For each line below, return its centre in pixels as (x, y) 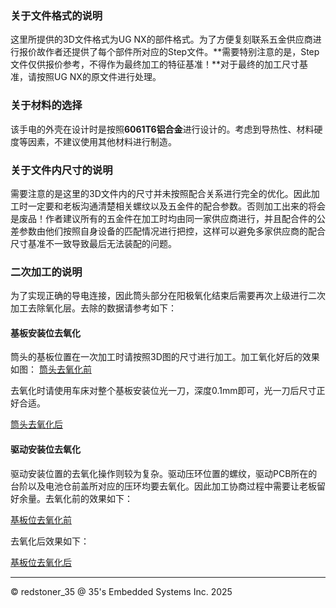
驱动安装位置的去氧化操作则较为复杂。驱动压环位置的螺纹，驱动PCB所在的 (164, 473)
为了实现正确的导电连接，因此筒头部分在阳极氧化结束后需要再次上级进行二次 (168, 296)
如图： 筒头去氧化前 (51, 369)
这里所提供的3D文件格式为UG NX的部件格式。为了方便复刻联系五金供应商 (161, 39)
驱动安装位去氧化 (45, 449)
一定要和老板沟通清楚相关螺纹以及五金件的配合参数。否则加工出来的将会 (176, 206)
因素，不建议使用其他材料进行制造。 (102, 141)
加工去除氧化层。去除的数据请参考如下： (93, 308)
